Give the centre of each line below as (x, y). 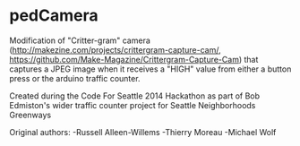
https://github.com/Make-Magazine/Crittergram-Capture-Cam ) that (134, 59)
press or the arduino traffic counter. (75, 78)
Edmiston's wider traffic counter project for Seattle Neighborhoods (133, 105)
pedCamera (54, 16)
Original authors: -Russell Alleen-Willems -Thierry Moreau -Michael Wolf (143, 132)
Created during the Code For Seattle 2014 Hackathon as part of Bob (135, 96)
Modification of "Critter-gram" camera (80, 40)
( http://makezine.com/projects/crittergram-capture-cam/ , (115, 49)
